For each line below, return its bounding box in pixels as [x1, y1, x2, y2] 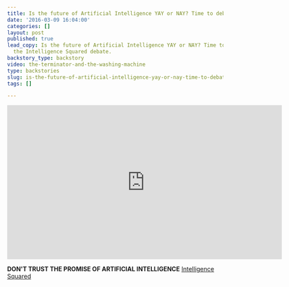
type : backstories [7, 67, 60, 74]
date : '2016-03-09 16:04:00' [7, 16, 91, 23]
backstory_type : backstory [7, 55, 84, 62]
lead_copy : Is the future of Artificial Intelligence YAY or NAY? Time [7, 42, 216, 49]
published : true [7, 36, 54, 42]
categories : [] [7, 23, 51, 29]
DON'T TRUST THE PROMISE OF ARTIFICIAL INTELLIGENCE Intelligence [7, 265, 215, 273]
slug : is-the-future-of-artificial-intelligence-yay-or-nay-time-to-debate [7, 73, 229, 81]
